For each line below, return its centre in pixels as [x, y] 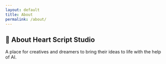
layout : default [22, 10]
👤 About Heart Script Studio [50, 40]
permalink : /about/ [26, 19]
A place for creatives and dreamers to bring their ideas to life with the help [83, 52]
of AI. [11, 57]
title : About [19, 15]
